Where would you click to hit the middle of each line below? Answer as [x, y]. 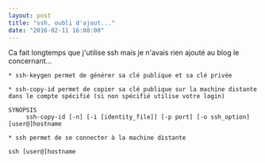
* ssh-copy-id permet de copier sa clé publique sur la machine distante [133, 89]
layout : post [30, 15]
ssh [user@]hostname [42, 152]
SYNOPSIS [23, 110]
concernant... [30, 61]
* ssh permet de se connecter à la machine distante [97, 138]
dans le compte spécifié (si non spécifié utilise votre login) [117, 97]
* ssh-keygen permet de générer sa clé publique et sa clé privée [120, 76]
